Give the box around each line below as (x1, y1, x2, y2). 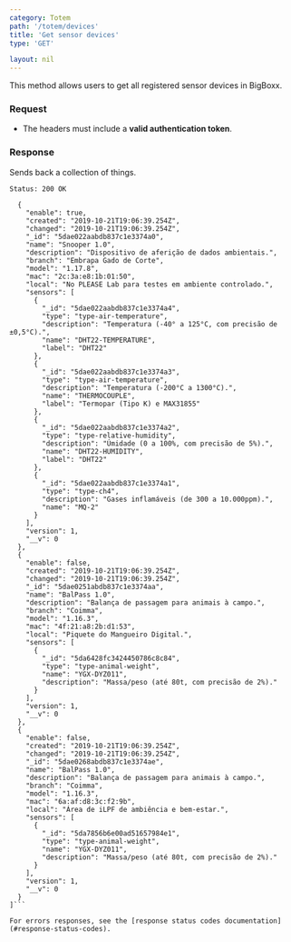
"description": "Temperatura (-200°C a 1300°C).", (42, 383, 238, 392)
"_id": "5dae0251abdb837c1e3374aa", (25, 582, 165, 591)
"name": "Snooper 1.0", (25, 240, 116, 249)
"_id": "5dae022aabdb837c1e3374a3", (42, 367, 180, 376)
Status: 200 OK (9, 184, 67, 194)
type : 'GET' (9, 38, 54, 48)
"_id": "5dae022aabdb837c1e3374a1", (42, 478, 180, 487)
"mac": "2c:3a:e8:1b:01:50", (25, 272, 136, 281)
